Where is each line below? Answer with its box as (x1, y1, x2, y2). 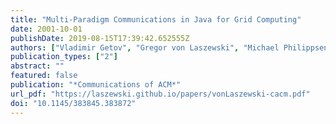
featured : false (10, 71, 78, 81)
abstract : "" (10, 61, 65, 71)
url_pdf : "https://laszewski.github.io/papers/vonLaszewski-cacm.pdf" (10, 89, 311, 99)
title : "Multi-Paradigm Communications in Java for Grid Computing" (10, 14, 302, 25)
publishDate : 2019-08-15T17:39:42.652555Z (10, 33, 190, 43)
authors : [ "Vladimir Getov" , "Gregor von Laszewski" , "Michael (10, 42, 280, 53)
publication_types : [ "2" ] (10, 52, 118, 62)
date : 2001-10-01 (10, 24, 83, 34)
